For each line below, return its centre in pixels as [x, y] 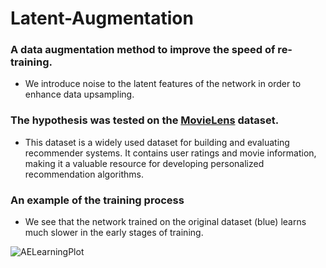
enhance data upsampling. [79, 94]
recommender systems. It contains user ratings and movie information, [170, 153]
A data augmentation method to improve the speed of [143, 50]
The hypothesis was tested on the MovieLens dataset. [145, 120]
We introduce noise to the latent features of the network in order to [163, 84]
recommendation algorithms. [84, 174]
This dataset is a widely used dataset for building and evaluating [157, 142]
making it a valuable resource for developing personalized [144, 163]
